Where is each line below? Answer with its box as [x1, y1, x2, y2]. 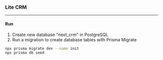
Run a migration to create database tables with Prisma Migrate [12, 36, 137, 42]
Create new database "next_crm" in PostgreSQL [12, 32, 109, 37]
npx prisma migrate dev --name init [5, 46, 79, 51]
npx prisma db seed [5, 50, 45, 55]
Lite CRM [5, 4, 27, 11]
